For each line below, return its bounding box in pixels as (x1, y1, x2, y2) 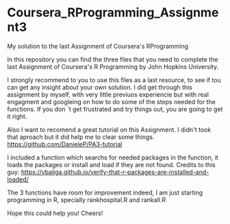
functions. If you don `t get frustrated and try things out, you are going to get (7, 105, 223, 113)
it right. (7, 112, 27, 121)
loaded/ (7, 175, 29, 183)
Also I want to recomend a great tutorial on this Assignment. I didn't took (7, 125, 212, 134)
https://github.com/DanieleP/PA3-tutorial (7, 140, 123, 148)
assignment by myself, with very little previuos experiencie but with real (7, 90, 209, 99)
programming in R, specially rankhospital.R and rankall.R (7, 195, 166, 203)
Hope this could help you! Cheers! (7, 209, 103, 217)
